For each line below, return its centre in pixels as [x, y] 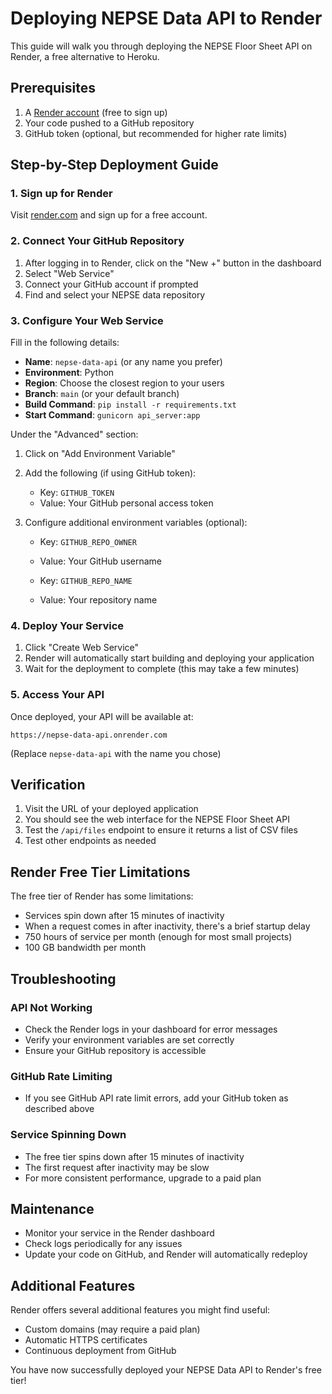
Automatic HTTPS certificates [86, 1340]
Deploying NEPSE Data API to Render [166, 18]
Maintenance [52, 1208]
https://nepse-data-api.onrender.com [89, 735]
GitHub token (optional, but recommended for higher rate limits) [156, 133]
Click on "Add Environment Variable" [100, 454]
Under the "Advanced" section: [74, 434]
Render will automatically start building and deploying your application [169, 658]
